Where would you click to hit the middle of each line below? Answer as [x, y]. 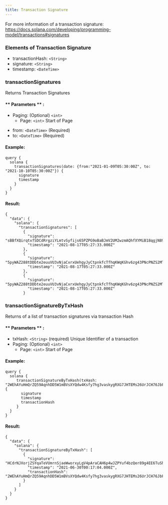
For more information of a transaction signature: [54, 24]
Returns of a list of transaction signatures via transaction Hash [69, 316]
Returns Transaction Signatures [37, 93]
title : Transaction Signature [37, 10]
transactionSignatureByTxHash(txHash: [57, 380]
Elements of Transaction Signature [48, 47]
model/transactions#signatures [37, 34]
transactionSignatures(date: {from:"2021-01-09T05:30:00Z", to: [82, 166]
